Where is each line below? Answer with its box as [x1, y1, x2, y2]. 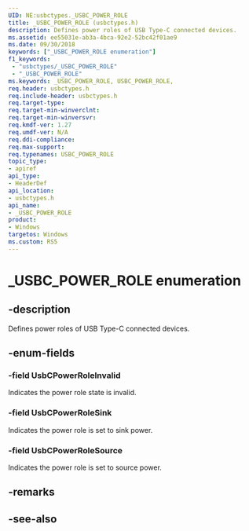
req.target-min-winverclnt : [8, 107, 101, 115]
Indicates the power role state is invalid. [8, 388, 137, 397]
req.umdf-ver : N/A [8, 128, 68, 136]
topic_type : [8, 158, 47, 166]
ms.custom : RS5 [8, 238, 58, 246]
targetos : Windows [8, 231, 68, 239]
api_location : [8, 186, 55, 195]
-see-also [8, 512, 57, 526]
